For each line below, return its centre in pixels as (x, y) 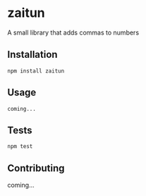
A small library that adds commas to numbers (73, 32)
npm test (20, 147)
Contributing (36, 168)
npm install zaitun (36, 71)
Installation (32, 55)
